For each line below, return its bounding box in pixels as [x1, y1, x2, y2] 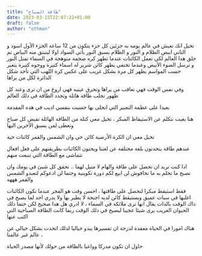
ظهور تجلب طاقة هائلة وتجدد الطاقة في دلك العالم [7, 92, 119, 99]
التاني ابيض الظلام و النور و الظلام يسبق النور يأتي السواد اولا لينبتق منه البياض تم [7, 49, 186, 56]
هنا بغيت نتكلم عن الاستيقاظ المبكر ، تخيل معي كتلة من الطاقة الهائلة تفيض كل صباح [7, 115, 194, 123]
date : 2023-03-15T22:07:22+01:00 [7, 14, 91, 20]
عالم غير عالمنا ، [7, 231, 43, 238]
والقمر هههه [7, 175, 34, 183]
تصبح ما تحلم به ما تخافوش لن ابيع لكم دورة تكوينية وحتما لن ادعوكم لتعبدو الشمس [7, 169, 191, 177]
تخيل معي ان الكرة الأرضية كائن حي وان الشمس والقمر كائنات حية [7, 133, 155, 141]
